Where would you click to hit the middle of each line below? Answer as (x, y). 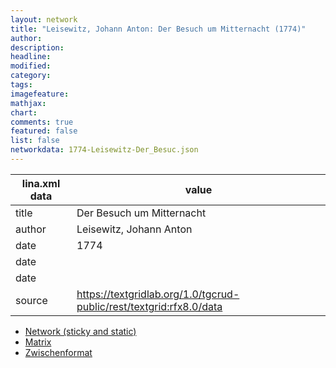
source (31, 300)
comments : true (42, 122)
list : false (35, 141)
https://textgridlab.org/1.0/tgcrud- (158, 294)
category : (31, 76)
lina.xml (41, 183)
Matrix (38, 342)
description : (37, 47)
